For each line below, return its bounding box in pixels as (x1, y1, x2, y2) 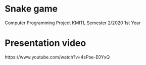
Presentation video (5, 37, 86, 49)
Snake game (5, 3, 58, 15)
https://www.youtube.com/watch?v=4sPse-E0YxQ (5, 54, 110, 60)
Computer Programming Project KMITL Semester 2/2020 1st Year (5, 20, 141, 26)
